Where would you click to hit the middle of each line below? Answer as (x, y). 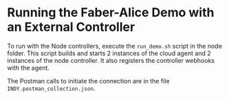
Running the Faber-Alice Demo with (111, 13)
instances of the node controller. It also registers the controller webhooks (111, 60)
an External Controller (71, 27)
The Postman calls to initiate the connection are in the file (88, 81)
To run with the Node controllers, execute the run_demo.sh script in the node (115, 46)
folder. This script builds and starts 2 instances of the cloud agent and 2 (109, 53)
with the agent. (29, 68)
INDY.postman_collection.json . (51, 88)
